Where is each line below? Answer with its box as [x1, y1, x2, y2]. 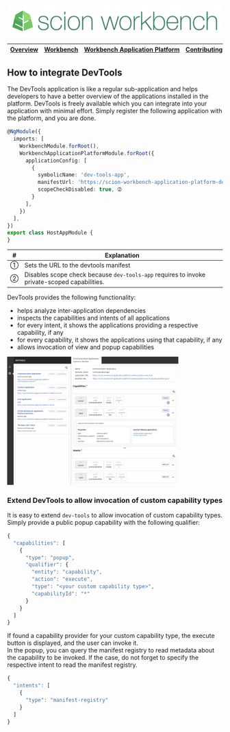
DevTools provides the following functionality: [7, 293, 136, 301]
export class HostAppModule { [7, 229, 94, 237]
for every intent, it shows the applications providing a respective [16, 321, 199, 329]
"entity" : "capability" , [31, 569, 103, 576]
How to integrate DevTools [7, 67, 123, 78]
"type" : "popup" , [25, 554, 75, 561]
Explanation [105, 251, 140, 259]
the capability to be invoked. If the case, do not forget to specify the [7, 654, 199, 662]
